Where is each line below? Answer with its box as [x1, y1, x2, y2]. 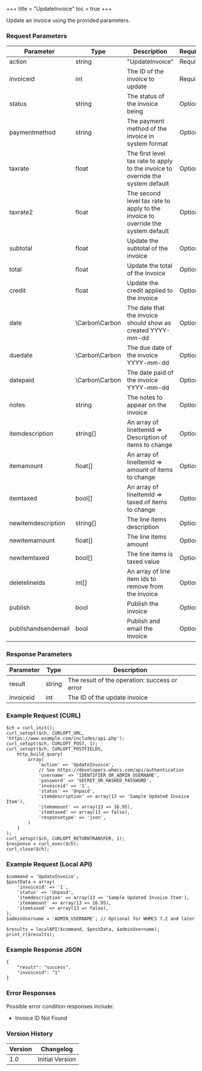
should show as [127, 319, 171, 327]
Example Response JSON [6, 946, 82, 954]
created [127, 326, 149, 335]
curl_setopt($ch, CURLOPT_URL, [6, 730, 85, 736]
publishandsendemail [9, 625, 70, 633]
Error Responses [6, 989, 56, 998]
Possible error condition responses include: [6, 1002, 114, 1010]
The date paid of [127, 369, 174, 377]
